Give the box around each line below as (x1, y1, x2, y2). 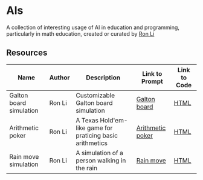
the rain (76, 164, 98, 172)
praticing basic (76, 131, 118, 139)
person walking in (76, 156, 126, 164)
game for (86, 124, 113, 132)
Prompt (141, 77, 163, 85)
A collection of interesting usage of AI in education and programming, (6, 24, 180, 31)
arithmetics (76, 139, 108, 147)
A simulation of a (76, 148, 124, 157)
